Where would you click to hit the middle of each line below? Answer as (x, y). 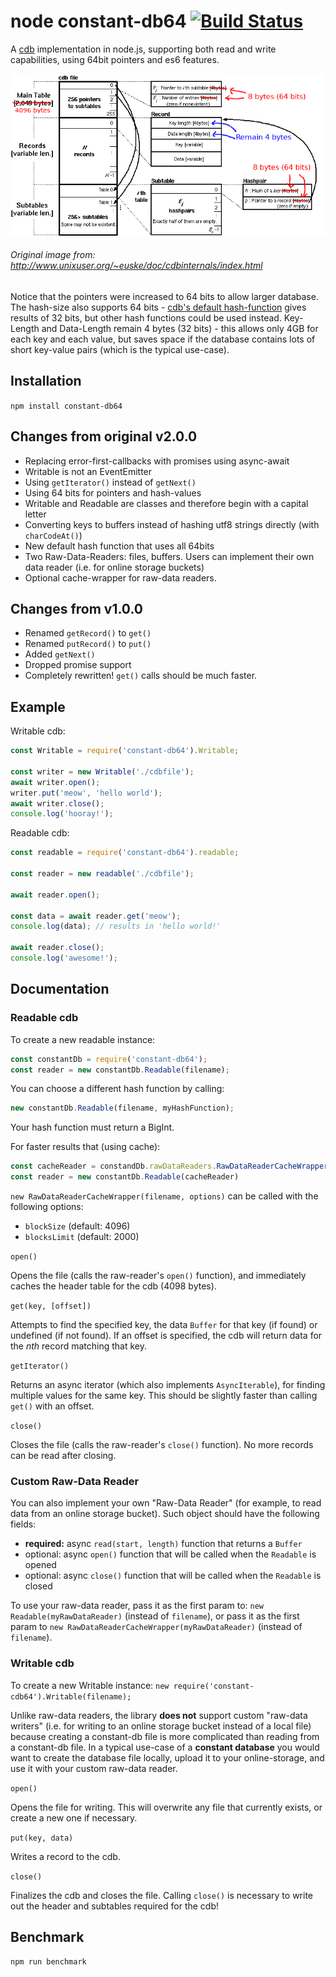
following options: (47, 1207)
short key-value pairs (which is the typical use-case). (120, 349)
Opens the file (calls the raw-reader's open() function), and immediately (158, 1276)
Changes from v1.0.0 (76, 609)
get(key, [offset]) (51, 1306)
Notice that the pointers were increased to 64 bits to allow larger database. (164, 296)
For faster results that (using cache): (85, 1147)
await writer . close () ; (57, 803)
